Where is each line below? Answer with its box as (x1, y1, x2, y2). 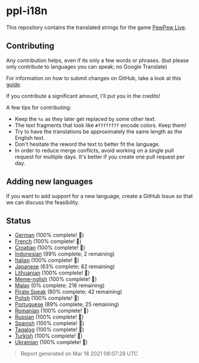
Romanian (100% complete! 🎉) (14, 307, 89, 314)
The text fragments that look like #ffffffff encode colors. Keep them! (14, 122, 187, 129)
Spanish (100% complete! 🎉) (14, 320, 85, 327)
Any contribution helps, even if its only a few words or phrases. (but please (6, 56, 190, 63)
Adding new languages (6, 177, 93, 187)
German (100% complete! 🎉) (14, 231, 85, 238)
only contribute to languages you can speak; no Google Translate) (6, 63, 168, 70)
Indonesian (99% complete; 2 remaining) (14, 250, 115, 257)
